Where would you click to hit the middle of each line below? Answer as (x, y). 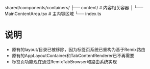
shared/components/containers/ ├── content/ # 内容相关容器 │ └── (74, 8)
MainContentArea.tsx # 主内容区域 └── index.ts (53, 14)
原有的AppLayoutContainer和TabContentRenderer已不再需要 (73, 55)
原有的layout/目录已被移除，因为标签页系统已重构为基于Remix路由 (78, 49)
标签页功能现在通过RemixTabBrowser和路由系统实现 (64, 61)
